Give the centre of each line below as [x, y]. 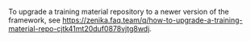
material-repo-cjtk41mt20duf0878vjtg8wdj [79, 29]
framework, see [34, 20]
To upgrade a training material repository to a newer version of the [119, 12]
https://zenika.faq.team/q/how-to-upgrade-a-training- [152, 20]
